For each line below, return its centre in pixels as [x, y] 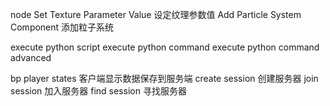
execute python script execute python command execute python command [165, 47]
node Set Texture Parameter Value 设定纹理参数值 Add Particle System [156, 14]
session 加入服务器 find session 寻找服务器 [98, 91]
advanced [31, 57]
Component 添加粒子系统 [62, 27]
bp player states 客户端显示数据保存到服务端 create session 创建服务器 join [164, 78]
